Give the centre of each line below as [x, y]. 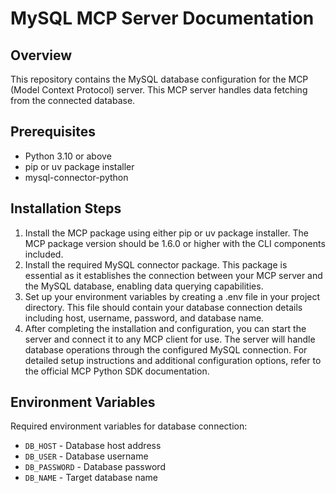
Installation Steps [66, 208]
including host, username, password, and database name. [144, 318]
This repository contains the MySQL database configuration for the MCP [159, 79]
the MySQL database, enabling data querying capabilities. [144, 286]
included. [44, 254]
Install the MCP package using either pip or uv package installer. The [166, 233]
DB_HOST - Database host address [93, 446]
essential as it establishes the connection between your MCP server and [173, 275]
